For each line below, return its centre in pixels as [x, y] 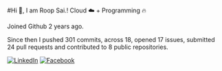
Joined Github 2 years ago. [45, 26]
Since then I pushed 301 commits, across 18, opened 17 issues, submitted [111, 40]
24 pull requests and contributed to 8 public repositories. [88, 47]
